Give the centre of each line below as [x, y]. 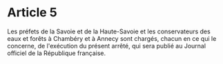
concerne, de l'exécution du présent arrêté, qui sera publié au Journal [106, 46]
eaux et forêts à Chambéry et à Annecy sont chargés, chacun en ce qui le [112, 38]
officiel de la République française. [57, 53]
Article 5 [32, 13]
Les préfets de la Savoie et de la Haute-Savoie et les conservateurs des [109, 31]
